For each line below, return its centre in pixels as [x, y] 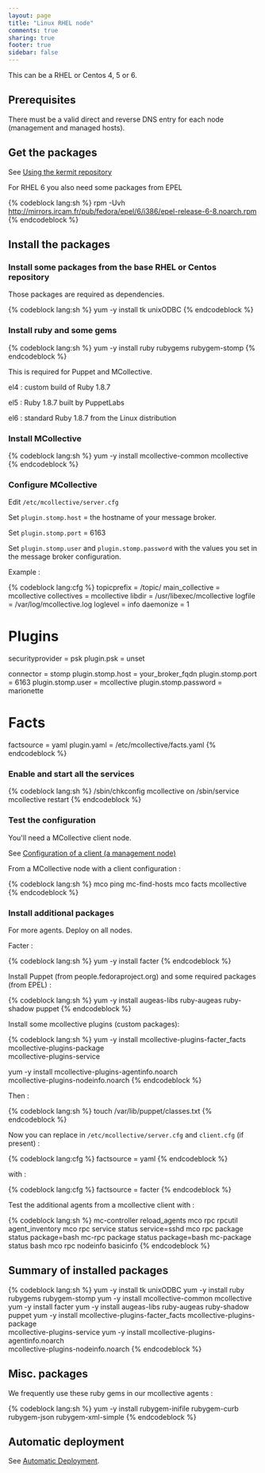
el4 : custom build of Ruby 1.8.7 [60, 387]
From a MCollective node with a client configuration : [94, 868]
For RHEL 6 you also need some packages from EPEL [95, 187]
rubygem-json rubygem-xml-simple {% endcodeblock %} [102, 1417]
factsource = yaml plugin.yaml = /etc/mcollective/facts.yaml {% [112, 745]
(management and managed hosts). [67, 127]
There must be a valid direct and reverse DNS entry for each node [116, 119]
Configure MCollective [53, 484]
